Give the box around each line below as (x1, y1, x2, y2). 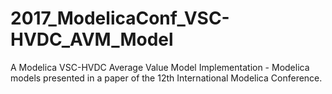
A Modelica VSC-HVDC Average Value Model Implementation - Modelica (10, 61, 310, 73)
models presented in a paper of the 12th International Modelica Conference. (10, 72, 323, 84)
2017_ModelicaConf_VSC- (10, 7, 230, 30)
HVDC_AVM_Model (10, 28, 174, 51)
